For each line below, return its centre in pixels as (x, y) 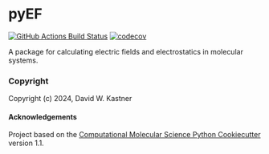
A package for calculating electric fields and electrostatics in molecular (126, 51)
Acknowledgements (43, 116)
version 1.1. (26, 143)
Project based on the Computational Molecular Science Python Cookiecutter (134, 135)
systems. (23, 60)
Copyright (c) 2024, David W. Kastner (70, 99)
